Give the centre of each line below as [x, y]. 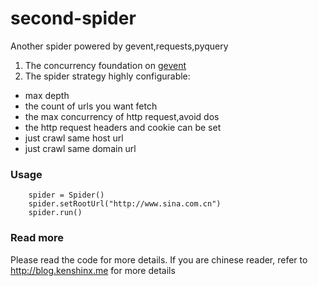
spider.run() [55, 213]
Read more [37, 238]
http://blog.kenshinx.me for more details [93, 270]
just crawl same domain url [80, 148]
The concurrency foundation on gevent [105, 65]
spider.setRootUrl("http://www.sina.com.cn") [125, 204]
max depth [47, 95]
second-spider [73, 18]
